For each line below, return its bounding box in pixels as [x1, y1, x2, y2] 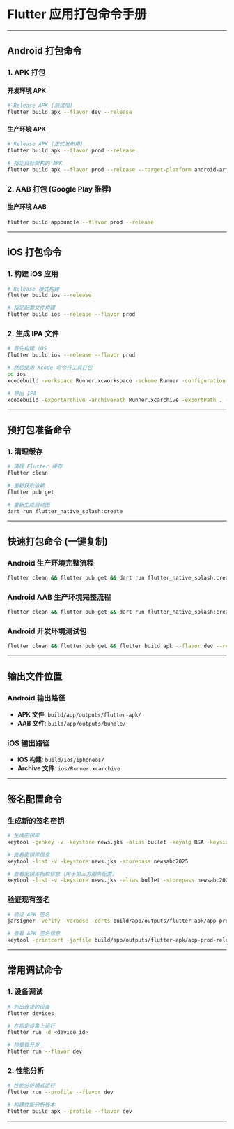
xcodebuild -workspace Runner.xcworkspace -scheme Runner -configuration [7, 377, 226, 384]
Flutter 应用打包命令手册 [7, 6, 148, 22]
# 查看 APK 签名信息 [7, 930, 61, 937]
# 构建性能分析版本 [7, 1102, 56, 1109]
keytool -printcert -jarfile [7, 937, 92, 944]
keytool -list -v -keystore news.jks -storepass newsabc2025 [7, 858, 189, 865]
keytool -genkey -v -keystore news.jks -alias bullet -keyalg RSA [7, 838, 204, 846]
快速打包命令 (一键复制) [7, 535, 108, 547]
